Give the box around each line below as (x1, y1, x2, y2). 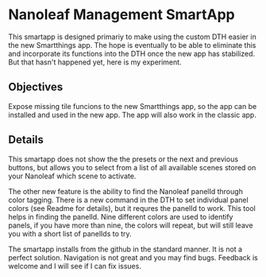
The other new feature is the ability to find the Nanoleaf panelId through (8, 186, 244, 196)
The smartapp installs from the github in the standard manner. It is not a (8, 244, 243, 254)
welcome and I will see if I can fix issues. (8, 261, 141, 271)
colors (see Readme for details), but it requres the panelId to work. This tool (8, 203, 256, 213)
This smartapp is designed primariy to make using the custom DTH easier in (8, 32, 256, 41)
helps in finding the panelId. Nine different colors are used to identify (8, 212, 233, 221)
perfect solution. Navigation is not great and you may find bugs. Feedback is (8, 252, 258, 262)
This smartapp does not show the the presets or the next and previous (8, 154, 239, 164)
